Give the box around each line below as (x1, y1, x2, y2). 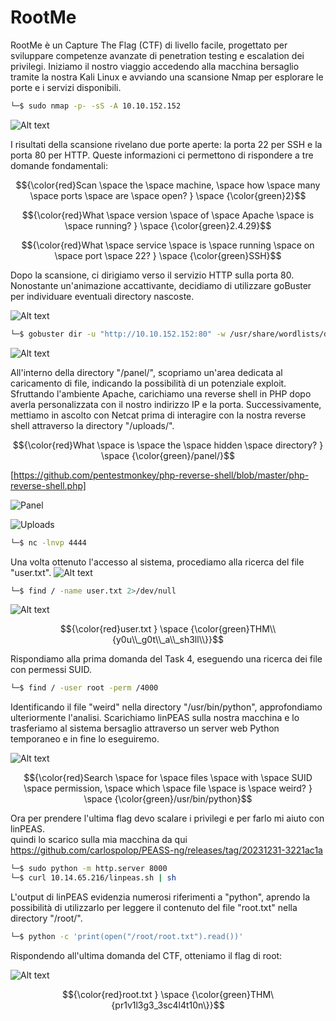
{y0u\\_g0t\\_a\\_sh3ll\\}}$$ (112, 634, 224, 646)
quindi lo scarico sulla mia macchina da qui (10, 834, 188, 846)
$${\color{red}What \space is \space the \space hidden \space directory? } (12, 439, 324, 451)
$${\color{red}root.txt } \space (61, 988, 190, 1000)
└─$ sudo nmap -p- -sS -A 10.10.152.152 (10, 101, 182, 111)
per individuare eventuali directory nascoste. (10, 290, 195, 302)
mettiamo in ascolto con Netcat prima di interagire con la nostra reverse (10, 409, 307, 421)
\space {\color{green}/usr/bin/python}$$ (83, 793, 253, 805)
